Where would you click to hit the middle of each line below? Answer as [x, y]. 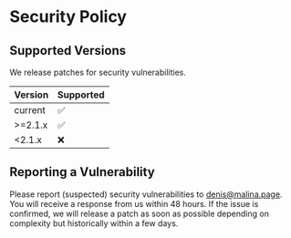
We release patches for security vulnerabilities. [98, 72]
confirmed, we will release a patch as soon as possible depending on [139, 213]
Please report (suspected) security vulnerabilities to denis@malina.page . [146, 194]
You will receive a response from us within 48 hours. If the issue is [134, 203]
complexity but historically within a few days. [94, 223]
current [30, 110]
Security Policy [68, 17]
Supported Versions [68, 51]
